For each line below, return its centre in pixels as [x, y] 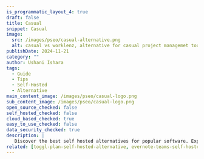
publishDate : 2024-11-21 [38, 51]
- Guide [22, 74]
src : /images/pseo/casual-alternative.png [66, 40]
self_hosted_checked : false [42, 113]
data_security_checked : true [43, 130]
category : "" [23, 57]
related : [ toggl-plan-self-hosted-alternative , [68, 147]
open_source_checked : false [42, 107]
